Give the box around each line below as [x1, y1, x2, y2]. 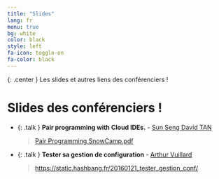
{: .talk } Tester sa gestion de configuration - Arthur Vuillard [17, 150, 192, 159]
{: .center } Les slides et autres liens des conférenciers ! [7, 75, 169, 84]
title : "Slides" [7, 10, 55, 18]
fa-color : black [7, 56, 55, 63]
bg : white [7, 29, 36, 37]
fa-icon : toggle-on [7, 50, 64, 57]
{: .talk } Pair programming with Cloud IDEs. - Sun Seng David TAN [17, 123, 212, 131]
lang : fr [7, 17, 33, 24]
